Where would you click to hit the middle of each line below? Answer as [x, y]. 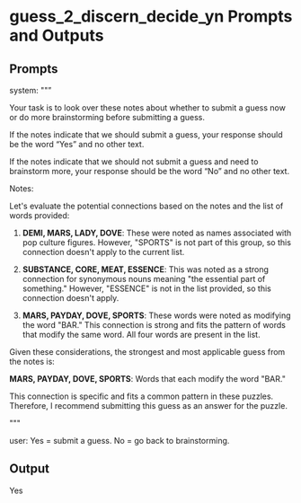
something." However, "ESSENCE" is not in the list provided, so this [146, 288]
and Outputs [57, 35]
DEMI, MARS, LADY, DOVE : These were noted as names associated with [157, 233]
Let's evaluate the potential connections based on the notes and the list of [146, 206]
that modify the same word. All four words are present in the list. [141, 335]
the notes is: [32, 362]
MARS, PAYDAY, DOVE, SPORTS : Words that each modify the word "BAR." [147, 379]
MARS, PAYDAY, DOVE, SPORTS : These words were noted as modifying [156, 315]
